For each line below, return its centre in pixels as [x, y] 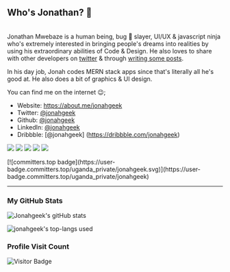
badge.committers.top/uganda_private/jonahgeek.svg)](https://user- [104, 169]
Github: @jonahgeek [46, 120]
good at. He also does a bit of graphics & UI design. [80, 79]
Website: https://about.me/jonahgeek [69, 105]
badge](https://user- [86, 162]
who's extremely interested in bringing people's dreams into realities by [108, 44]
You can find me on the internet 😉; [56, 92]
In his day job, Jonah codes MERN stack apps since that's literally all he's [111, 71]
